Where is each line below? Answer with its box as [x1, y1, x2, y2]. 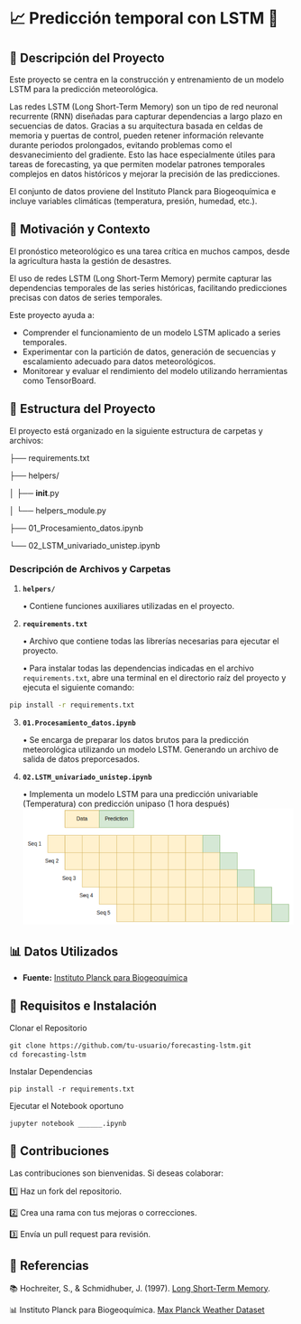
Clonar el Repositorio [9, 1022, 87, 1033]
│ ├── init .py [9, 487, 60, 498]
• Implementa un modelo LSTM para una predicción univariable [22, 788, 259, 799]
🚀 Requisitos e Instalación [9, 999, 158, 1014]
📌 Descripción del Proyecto [9, 50, 165, 65]
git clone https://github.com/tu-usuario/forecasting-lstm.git [9, 1041, 252, 1050]
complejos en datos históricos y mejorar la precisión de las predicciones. [9, 169, 280, 179]
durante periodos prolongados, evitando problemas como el [9, 140, 233, 150]
